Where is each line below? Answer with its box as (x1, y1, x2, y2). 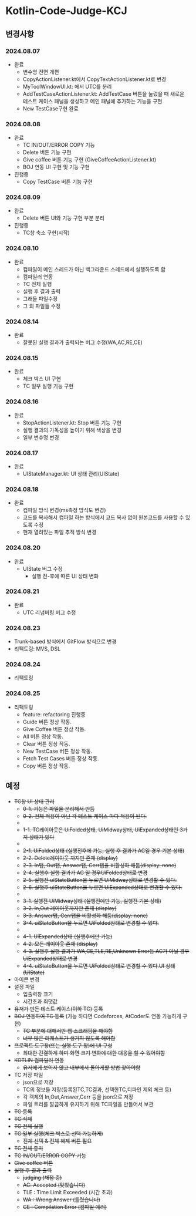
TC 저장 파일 (13, 1071, 43, 1078)
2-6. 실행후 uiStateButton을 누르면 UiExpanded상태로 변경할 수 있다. (22, 884, 183, 891)
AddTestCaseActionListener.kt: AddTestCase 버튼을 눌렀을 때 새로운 (22, 90, 185, 97)
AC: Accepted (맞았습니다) (22, 1181, 86, 1188)
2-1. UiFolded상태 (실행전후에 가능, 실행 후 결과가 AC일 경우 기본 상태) (22, 847, 185, 854)
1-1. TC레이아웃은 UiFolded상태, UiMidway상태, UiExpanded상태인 (22, 826, 178, 833)
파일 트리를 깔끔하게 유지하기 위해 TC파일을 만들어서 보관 (22, 1100, 154, 1107)
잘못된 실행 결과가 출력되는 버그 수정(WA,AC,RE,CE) (22, 339, 143, 346)
